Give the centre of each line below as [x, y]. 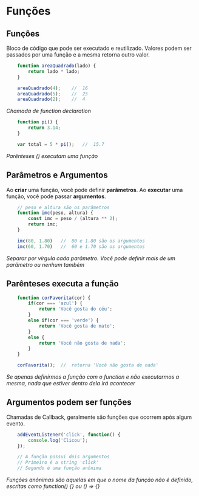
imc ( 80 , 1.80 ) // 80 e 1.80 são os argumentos [81, 241]
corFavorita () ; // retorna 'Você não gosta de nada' [88, 365]
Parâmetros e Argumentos [57, 175]
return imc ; [43, 224]
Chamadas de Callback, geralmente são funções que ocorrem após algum [99, 417]
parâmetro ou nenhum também [46, 264]
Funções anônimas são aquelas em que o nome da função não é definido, [99, 480]
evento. [16, 423]
